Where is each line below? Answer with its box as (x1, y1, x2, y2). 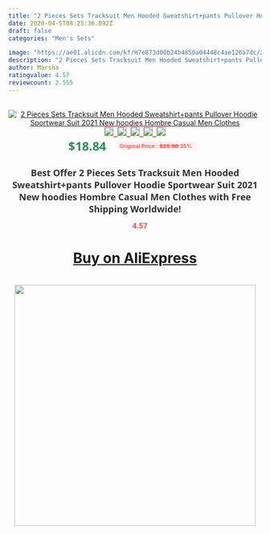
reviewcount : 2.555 (8, 78, 74, 87)
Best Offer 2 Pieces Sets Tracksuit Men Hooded (31, 166, 239, 179)
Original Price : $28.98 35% (119, 142, 193, 150)
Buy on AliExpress (72, 249, 198, 268)
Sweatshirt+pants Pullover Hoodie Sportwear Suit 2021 (11, 178, 259, 191)
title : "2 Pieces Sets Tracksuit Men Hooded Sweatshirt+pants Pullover (8, 11, 253, 20)
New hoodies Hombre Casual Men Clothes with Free (18, 190, 252, 203)
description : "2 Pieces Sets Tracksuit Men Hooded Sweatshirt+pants (8, 56, 243, 64)
